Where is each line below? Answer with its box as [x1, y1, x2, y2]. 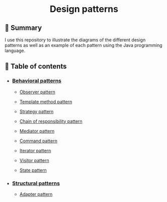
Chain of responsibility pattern [19, 118, 82, 124]
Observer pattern [19, 89, 56, 95]
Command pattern [19, 137, 57, 144]
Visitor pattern [19, 157, 49, 163]
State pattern [19, 167, 47, 173]
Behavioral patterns [12, 77, 61, 84]
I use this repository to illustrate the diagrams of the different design [5, 37, 146, 43]
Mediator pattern [19, 128, 55, 134]
